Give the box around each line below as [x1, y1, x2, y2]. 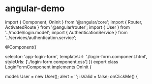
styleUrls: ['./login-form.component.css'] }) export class [5, 59, 119, 64]
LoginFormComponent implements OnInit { [5, 64, 92, 70]
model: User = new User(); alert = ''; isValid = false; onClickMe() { [5, 73, 138, 79]
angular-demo [5, 3, 65, 14]
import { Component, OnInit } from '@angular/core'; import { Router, [5, 19, 143, 25]
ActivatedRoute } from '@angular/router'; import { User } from [5, 24, 130, 30]
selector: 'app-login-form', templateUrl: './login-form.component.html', [5, 53, 148, 59]
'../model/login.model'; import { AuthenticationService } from [5, 29, 128, 35]
